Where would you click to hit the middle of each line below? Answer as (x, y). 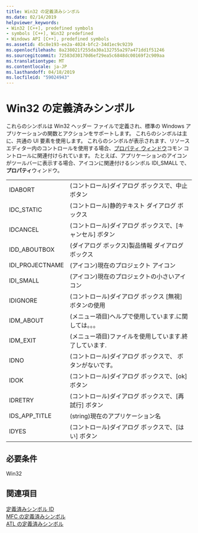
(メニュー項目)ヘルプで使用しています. (123, 317)
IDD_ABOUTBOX (32, 250)
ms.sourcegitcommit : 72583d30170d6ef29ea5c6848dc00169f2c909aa (85, 56)
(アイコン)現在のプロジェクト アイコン (123, 265)
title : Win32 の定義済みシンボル (43, 12)
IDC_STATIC (26, 210)
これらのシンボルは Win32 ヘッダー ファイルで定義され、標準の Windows (95, 126)
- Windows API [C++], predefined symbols (58, 39)
